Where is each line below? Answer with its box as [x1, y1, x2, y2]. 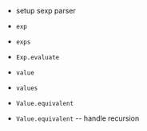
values [15, 84, 38, 92]
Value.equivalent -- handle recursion [15, 114, 140, 123]
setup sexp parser [15, 6, 76, 15]
